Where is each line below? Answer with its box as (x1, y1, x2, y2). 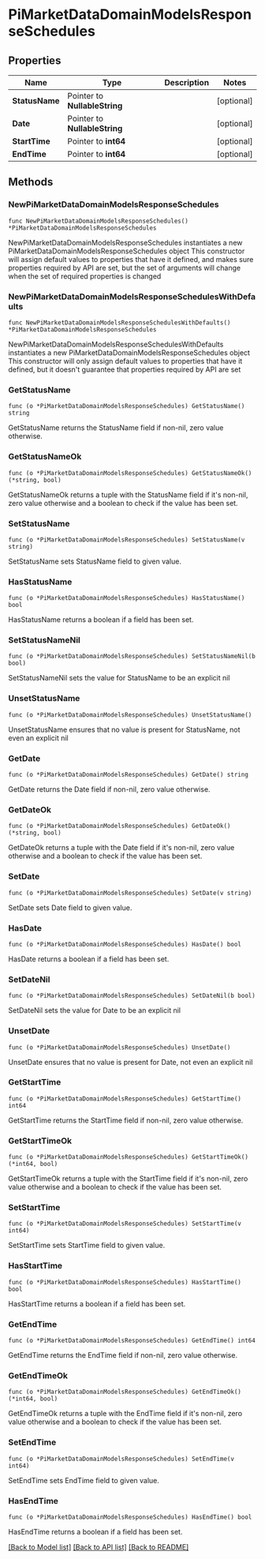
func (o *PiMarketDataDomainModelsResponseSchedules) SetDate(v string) (8, 889, 252, 897)
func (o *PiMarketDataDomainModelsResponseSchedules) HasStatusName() (8, 594, 245, 602)
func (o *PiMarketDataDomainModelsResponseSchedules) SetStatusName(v (8, 535, 245, 544)
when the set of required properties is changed (8, 271, 162, 281)
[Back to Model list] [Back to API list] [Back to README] (8, 1542, 189, 1552)
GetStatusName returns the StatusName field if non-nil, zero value (8, 423, 224, 433)
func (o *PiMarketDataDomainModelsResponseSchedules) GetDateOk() (8, 823, 231, 830)
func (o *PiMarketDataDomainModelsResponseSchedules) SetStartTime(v (8, 1220, 242, 1228)
